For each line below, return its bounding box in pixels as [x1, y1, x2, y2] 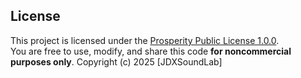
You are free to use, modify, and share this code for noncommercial [10, 45, 292, 57]
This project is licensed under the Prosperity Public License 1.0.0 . [10, 34, 280, 46]
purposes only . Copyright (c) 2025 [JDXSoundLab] [10, 55, 223, 68]
